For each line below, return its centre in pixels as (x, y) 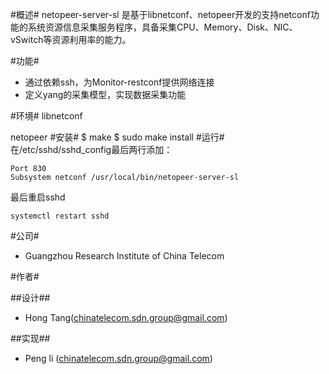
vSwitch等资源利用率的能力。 (71, 39)
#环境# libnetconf (46, 116)
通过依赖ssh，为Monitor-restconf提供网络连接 (119, 82)
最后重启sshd (38, 197)
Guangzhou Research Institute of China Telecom (124, 256)
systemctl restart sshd (60, 216)
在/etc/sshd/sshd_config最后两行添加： (91, 149)
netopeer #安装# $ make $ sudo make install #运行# (117, 137)
